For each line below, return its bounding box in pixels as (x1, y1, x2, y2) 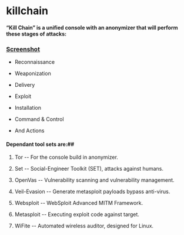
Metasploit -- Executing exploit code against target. (14, 211, 140, 218)
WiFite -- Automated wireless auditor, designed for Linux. (14, 223, 154, 230)
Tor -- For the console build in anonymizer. (14, 154, 119, 161)
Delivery (14, 81, 35, 89)
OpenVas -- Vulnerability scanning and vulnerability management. (14, 177, 175, 184)
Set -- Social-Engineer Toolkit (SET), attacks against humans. (14, 165, 163, 172)
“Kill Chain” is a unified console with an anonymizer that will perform (6, 24, 178, 31)
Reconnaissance (14, 58, 55, 66)
